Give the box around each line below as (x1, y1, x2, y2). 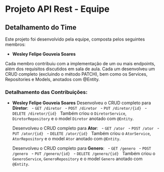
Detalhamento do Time (5, 23, 77, 32)
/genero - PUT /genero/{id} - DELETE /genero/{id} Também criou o (12, 151, 156, 157)
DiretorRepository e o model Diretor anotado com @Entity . (12, 116, 134, 122)
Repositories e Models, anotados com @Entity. (5, 77, 100, 82)
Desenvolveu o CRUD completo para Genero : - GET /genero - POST (12, 145, 152, 151)
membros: (5, 42, 26, 47)
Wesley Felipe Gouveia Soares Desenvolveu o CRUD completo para (12, 100, 151, 106)
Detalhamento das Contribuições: (5, 88, 88, 95)
